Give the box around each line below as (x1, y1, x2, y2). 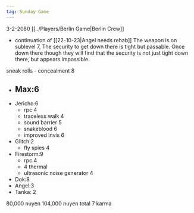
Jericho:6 (14, 100, 39, 107)
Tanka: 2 (14, 189, 36, 196)
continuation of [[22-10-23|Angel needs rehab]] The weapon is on (14, 36, 177, 43)
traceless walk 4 (23, 112, 64, 120)
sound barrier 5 (23, 119, 62, 126)
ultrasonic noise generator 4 (23, 170, 93, 177)
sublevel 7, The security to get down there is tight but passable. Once (14, 43, 185, 50)
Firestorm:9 (14, 151, 43, 158)
